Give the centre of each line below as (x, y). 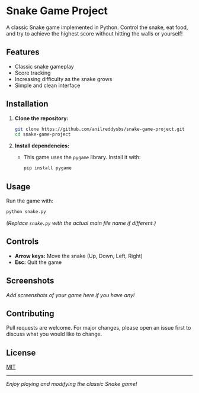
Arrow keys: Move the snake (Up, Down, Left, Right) (79, 256)
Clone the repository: (41, 118)
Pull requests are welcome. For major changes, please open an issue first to (99, 328)
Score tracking (33, 73)
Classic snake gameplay (44, 66)
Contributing (30, 313)
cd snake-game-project (43, 134)
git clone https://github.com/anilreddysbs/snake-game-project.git (99, 129)
